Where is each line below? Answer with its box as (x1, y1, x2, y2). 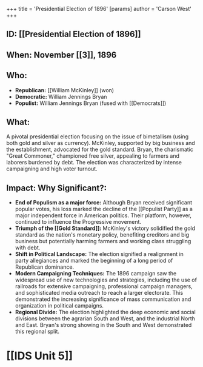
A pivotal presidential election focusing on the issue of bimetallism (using (6, 133, 189, 140)
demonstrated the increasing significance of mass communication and (15, 295, 191, 303)
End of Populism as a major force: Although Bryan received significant (15, 199, 193, 206)
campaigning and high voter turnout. (6, 165, 98, 172)
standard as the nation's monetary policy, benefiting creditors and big (15, 231, 190, 238)
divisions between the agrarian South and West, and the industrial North (15, 315, 196, 322)
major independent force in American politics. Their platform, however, (15, 212, 192, 219)
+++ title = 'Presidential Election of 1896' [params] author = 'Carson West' (6, 5, 192, 12)
